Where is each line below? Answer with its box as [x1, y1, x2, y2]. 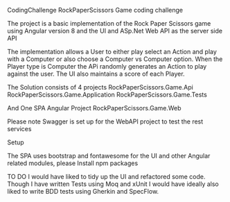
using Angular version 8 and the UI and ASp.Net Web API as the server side [7, 27, 223, 35]
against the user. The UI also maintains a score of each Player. [7, 69, 185, 78]
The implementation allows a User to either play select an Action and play [7, 48, 217, 56]
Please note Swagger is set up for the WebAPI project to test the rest [7, 117, 204, 126]
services [7, 125, 32, 133]
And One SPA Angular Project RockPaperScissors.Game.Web [7, 104, 182, 112]
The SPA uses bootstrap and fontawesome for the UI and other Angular [7, 152, 211, 160]
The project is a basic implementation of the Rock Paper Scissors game [7, 19, 211, 27]
